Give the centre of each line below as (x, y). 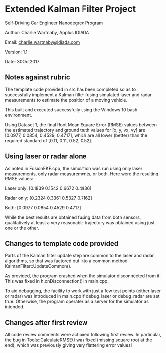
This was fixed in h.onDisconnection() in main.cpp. (57, 281)
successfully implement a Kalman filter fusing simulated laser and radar (78, 94)
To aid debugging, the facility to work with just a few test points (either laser (83, 291)
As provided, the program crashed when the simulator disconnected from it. (83, 276)
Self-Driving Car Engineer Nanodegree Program (54, 23)
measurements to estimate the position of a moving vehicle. (66, 100)
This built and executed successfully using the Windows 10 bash (71, 109)
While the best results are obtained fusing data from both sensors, (73, 217)
